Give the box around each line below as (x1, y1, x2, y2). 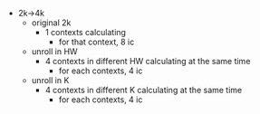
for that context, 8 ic (58, 36, 135, 47)
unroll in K (31, 75, 70, 85)
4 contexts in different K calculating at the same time (44, 85, 243, 95)
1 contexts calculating (44, 27, 127, 37)
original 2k (31, 17, 72, 28)
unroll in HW (31, 46, 79, 57)
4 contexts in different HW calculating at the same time (44, 56, 251, 66)
